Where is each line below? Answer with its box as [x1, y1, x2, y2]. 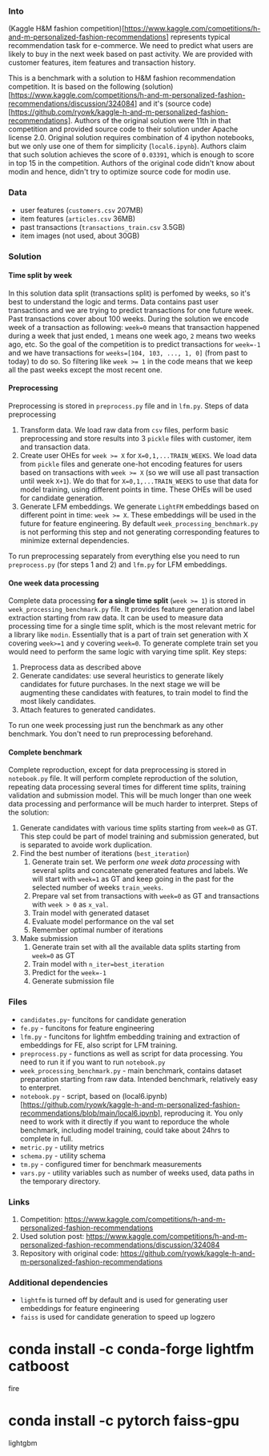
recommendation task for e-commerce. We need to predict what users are [8, 41, 254, 50]
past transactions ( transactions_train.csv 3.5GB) [19, 222, 186, 231]
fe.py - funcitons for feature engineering [19, 1023, 155, 1032]
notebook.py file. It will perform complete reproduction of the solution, [8, 774, 239, 783]
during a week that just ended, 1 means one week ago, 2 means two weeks [8, 331, 256, 340]
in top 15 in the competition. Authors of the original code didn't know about [8, 159, 255, 168]
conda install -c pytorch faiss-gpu [8, 1412, 240, 1430]
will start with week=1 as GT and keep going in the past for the [31, 875, 235, 884]
